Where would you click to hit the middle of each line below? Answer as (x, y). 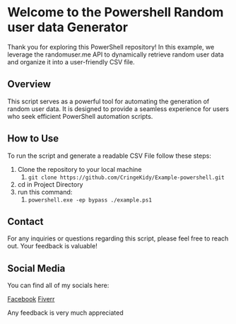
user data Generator (68, 27)
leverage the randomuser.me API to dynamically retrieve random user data (116, 54)
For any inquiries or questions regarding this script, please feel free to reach (118, 238)
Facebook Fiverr (31, 299)
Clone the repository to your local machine (79, 169)
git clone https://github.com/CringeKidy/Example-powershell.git (126, 178)
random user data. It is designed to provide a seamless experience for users (118, 109)
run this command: (45, 192)
